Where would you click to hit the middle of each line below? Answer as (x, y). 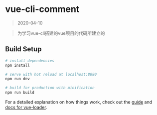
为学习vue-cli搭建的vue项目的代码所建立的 (61, 33)
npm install (17, 65)
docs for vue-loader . (26, 107)
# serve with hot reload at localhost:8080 (51, 74)
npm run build (20, 93)
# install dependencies (30, 61)
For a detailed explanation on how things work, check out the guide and (79, 102)
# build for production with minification (50, 88)
